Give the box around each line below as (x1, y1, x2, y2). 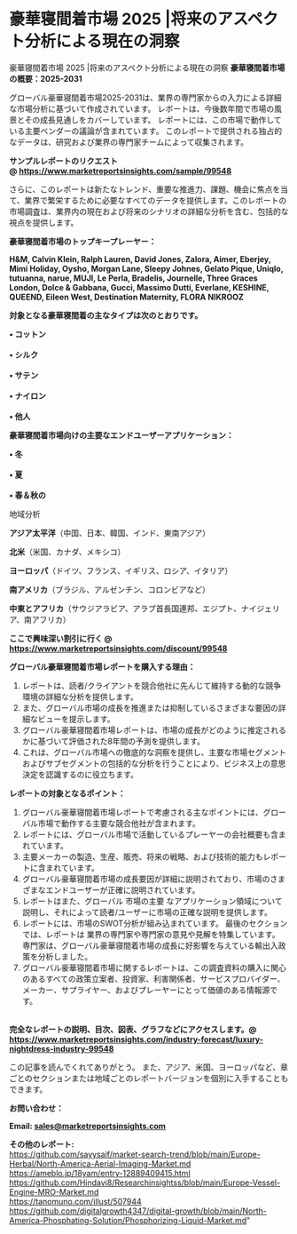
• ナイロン (9, 390, 46, 401)
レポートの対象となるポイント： (9, 788, 126, 799)
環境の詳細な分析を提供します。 (21, 691, 139, 702)
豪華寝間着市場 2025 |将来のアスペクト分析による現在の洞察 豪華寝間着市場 (9, 62, 285, 73)
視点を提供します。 (9, 217, 79, 227)
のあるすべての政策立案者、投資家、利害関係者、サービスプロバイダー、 (21, 973, 285, 983)
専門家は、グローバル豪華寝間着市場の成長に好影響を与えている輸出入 (21, 940, 278, 951)
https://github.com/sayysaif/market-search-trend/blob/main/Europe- (9, 1149, 262, 1159)
